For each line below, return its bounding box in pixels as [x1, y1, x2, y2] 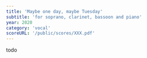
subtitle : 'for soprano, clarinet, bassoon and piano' [6, 14, 142, 20]
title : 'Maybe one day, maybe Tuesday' [6, 8, 103, 15]
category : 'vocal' [6, 25, 51, 31]
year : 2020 [6, 19, 33, 25]
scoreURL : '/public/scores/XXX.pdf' [6, 30, 95, 36]
